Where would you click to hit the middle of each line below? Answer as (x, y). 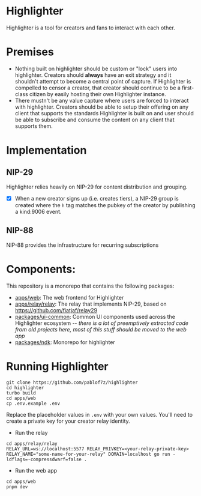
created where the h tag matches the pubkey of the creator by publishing (105, 205)
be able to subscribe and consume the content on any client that (94, 119)
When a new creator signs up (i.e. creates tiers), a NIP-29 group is (97, 198)
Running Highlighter (58, 366)
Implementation (46, 150)
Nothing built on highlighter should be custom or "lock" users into (96, 68)
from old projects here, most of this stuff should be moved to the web (101, 329)
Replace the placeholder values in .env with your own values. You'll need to (100, 414)
